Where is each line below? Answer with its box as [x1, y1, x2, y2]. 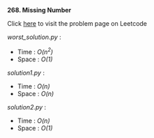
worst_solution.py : [7, 33, 61, 41]
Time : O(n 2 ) [17, 47, 54, 56]
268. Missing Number [7, 6, 72, 14]
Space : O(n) [17, 89, 54, 98]
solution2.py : [7, 102, 47, 111]
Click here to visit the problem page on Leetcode [7, 20, 148, 27]
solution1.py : [7, 68, 45, 77]
